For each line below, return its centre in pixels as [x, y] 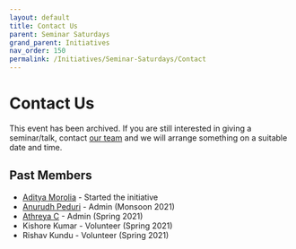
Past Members [51, 176]
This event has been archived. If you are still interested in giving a [131, 128]
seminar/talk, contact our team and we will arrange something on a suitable [148, 137]
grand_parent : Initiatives [60, 43]
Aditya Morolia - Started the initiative [90, 197]
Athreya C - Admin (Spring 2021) [83, 216]
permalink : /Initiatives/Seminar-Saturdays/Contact [108, 59]
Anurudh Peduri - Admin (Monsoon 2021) [98, 206]
